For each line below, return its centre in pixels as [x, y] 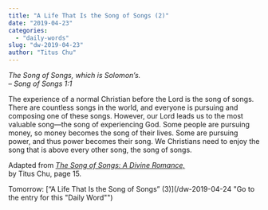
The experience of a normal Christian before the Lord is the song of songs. [131, 99]
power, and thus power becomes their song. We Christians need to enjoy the [134, 141]
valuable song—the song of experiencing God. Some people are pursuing [129, 124]
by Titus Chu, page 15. [45, 173]
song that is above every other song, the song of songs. [100, 150]
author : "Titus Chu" [43, 52]
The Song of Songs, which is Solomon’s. [75, 75]
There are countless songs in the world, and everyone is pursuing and [123, 107]
